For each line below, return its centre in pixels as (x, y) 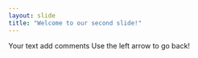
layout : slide (32, 15)
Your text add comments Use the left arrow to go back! (99, 45)
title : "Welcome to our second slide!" (75, 23)
